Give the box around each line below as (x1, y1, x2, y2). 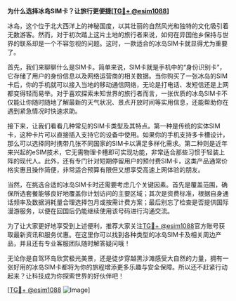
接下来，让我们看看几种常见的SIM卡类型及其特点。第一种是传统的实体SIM (7, 122, 221, 130)
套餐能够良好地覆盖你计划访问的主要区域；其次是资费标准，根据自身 (25, 189, 223, 197)
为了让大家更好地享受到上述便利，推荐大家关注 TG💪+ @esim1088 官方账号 (7, 222, 219, 230)
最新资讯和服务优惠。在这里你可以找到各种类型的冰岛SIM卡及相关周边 (13, 231, 216, 239)
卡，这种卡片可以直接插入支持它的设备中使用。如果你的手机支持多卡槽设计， (7, 131, 229, 139)
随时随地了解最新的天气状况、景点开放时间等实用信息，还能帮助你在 (31, 98, 229, 106)
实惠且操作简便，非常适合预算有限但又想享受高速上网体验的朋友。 (13, 166, 204, 174)
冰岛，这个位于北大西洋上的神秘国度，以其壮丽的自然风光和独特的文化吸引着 (7, 22, 229, 30)
